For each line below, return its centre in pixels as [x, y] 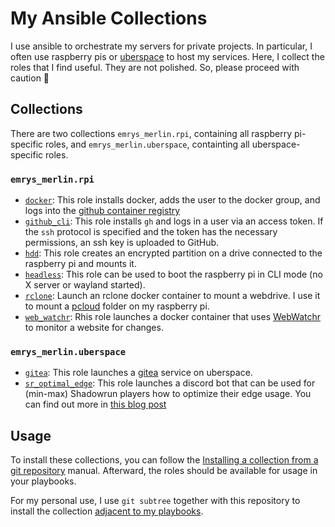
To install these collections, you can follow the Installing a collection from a [164, 460]
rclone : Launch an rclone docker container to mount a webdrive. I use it [172, 296]
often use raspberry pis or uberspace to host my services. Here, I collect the [167, 56]
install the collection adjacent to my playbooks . [107, 511]
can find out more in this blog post [95, 404]
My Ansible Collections [109, 18]
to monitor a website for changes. [94, 328]
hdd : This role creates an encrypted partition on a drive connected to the [173, 253]
